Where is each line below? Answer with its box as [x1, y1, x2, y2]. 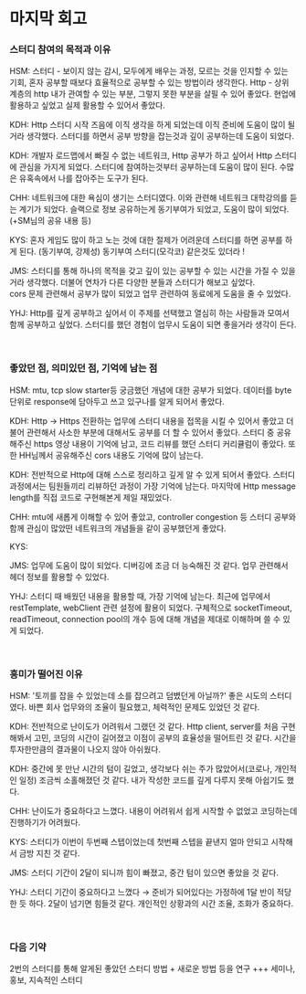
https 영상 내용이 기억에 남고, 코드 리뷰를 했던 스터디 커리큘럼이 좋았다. [33, 438, 287, 449]
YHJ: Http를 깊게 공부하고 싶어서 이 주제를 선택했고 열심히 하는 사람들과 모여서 [9, 308, 290, 319]
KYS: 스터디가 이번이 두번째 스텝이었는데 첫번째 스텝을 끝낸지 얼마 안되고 [9, 837, 269, 848]
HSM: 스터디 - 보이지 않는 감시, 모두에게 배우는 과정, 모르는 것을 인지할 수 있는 [9, 66, 290, 77]
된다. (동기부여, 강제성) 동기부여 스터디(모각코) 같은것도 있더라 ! [18, 246, 245, 257]
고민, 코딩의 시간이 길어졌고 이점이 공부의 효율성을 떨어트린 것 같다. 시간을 [33, 733, 297, 744]
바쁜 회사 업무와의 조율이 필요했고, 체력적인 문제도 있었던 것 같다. [28, 702, 260, 713]
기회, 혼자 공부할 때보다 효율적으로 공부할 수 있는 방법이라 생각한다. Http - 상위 [9, 77, 290, 88]
